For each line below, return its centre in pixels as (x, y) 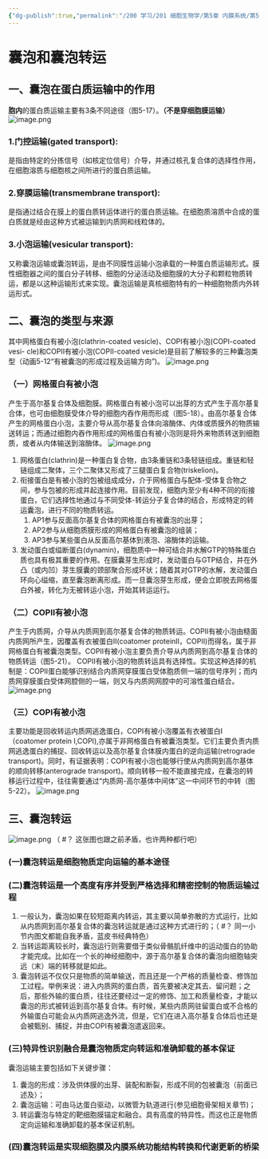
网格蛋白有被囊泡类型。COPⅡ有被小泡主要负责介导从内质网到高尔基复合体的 (133, 651)
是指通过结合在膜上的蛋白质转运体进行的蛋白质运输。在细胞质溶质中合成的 (130, 212)
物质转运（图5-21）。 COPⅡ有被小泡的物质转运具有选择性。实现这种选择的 (129, 661)
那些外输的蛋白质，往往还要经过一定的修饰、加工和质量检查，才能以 (146, 996)
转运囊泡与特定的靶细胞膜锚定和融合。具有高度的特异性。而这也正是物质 (138, 1114)
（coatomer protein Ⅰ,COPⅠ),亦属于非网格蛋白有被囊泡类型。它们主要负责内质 (134, 741)
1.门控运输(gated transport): (63, 141)
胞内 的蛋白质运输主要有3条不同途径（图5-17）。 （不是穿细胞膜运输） (119, 110)
